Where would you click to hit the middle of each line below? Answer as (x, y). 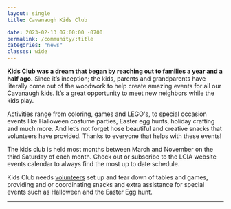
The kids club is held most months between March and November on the (110, 149)
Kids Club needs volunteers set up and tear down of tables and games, (108, 177)
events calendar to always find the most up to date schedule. (93, 164)
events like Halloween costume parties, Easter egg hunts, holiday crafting (111, 121)
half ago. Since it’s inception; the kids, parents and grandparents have (107, 79)
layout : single (29, 13)
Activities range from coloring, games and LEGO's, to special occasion (107, 114)
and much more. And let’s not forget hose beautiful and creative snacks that (114, 129)
